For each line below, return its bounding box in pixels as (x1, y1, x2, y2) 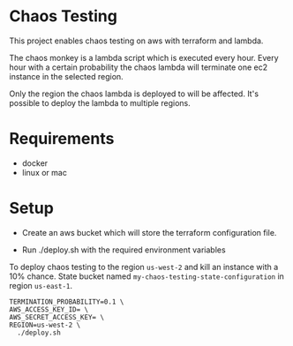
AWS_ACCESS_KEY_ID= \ (9, 305, 89, 314)
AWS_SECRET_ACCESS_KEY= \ (9, 312, 104, 321)
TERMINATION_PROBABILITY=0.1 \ (9, 297, 124, 306)
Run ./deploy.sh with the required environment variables (21, 244, 227, 255)
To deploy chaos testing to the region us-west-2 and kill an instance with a (9, 261, 279, 272)
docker (21, 157, 49, 169)
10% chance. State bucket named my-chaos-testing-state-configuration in (9, 271, 285, 282)
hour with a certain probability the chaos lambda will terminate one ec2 (9, 62, 268, 72)
